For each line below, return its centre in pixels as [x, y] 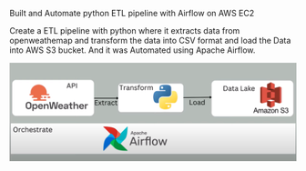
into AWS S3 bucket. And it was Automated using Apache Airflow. [133, 50]
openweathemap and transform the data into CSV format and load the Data [150, 40]
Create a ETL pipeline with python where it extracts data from [125, 30]
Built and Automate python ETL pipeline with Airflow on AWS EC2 [132, 13]
